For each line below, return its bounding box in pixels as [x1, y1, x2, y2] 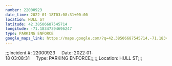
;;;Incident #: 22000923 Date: [5, 49, 73, 56]
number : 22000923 [5, 7, 42, 13]
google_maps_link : [5, 36, 45, 41]
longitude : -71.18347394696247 [5, 26, 72, 31]
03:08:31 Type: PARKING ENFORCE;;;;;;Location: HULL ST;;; [11, 55, 142, 61]
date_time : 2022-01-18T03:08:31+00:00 [5, 12, 88, 17]
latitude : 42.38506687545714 [5, 21, 68, 27]
